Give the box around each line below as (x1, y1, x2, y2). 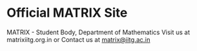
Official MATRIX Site (6, 5, 128, 21)
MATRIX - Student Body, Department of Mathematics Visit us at (6, 28, 191, 36)
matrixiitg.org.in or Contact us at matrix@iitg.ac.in (6, 35, 151, 43)
